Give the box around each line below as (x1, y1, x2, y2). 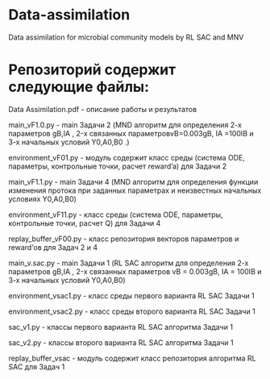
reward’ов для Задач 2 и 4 (8, 242, 98, 252)
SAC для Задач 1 (8, 361, 65, 372)
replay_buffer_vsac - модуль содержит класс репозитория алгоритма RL (8, 353, 256, 363)
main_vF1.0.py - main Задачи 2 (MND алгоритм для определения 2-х (8, 119, 242, 130)
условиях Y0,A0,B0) (8, 194, 77, 203)
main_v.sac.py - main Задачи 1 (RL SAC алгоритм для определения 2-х (8, 258, 249, 268)
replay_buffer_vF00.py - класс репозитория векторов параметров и (8, 234, 239, 244)
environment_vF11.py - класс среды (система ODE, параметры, (8, 210, 223, 219)
